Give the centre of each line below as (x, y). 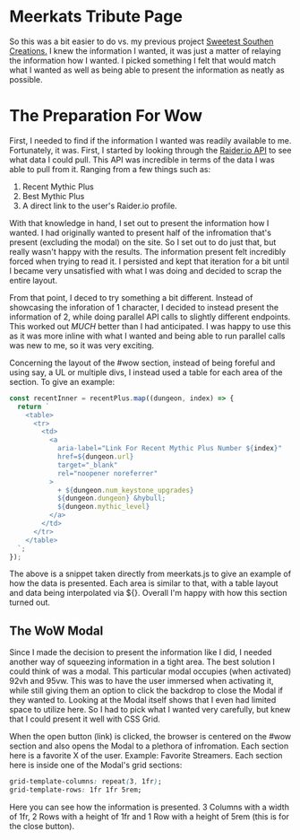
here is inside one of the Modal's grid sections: (96, 766)
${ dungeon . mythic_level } (103, 507)
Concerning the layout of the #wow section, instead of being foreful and (142, 363)
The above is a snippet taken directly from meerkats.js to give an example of (150, 574)
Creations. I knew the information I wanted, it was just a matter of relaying (146, 50)
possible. (26, 79)
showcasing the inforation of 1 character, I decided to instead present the (144, 307)
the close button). (42, 826)
